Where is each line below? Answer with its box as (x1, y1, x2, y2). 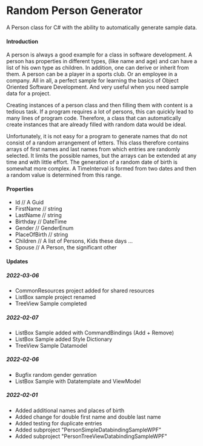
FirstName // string (15, 205, 62, 212)
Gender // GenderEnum (15, 225, 74, 232)
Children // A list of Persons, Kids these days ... (15, 237, 133, 245)
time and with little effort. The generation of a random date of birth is (6, 158, 178, 166)
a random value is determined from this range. (6, 171, 122, 179)
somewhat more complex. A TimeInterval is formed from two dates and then (6, 165, 197, 172)
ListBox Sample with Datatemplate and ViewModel (15, 377, 141, 385)
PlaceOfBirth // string (15, 231, 68, 238)
